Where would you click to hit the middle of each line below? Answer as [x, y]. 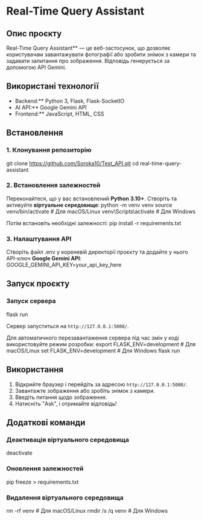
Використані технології [52, 86]
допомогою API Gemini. [36, 67]
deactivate [19, 453]
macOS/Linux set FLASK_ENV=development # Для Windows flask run [93, 351]
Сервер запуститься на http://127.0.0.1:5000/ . [68, 326]
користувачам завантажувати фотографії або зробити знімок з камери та [101, 54]
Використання [35, 370]
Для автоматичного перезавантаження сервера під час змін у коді [93, 338]
